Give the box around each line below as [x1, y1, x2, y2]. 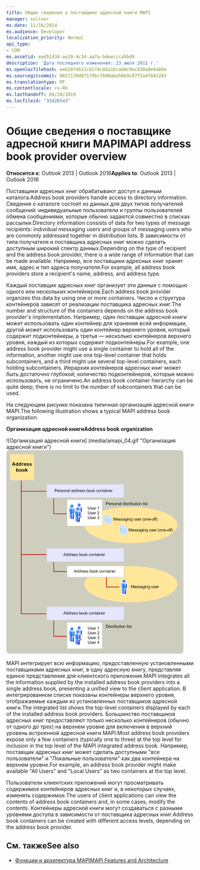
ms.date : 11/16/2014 [6, 22, 58, 28]
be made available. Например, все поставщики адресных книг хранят [6, 257, 183, 264]
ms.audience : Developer [6, 29, 66, 35]
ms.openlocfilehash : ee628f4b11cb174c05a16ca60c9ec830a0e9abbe [6, 66, 167, 72]
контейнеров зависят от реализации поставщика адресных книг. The [6, 301, 182, 308]
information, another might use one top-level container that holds [6, 351, 167, 359]
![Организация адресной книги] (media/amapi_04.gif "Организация [6, 437, 176, 444]
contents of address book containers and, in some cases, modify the [6, 798, 176, 805]
